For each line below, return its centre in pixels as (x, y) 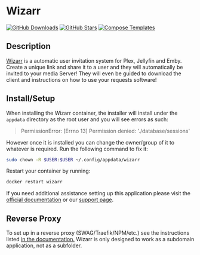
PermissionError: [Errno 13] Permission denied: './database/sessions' (105, 131)
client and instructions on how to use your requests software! (81, 79)
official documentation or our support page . (60, 200)
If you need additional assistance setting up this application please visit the (99, 193)
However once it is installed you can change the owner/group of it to (90, 142)
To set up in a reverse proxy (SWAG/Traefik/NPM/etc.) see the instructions (98, 233)
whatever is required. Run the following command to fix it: (77, 149)
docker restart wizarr (34, 182)
